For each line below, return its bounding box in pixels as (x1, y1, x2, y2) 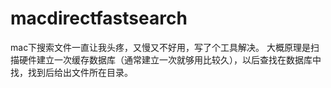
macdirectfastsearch (10, 7, 188, 30)
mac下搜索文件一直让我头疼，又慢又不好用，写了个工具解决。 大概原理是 (10, 41, 312, 53)
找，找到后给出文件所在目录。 (10, 66, 133, 78)
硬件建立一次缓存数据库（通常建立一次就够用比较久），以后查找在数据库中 (18, 53, 322, 66)
